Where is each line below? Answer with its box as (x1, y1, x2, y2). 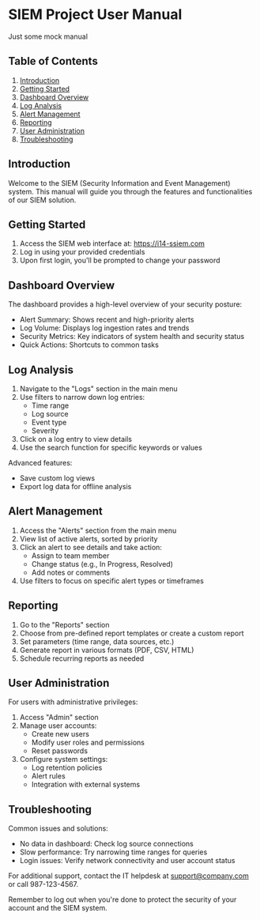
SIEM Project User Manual (8, 6, 183, 24)
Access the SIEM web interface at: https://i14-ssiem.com (19, 239, 205, 248)
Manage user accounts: (19, 721, 97, 730)
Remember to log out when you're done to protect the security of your (8, 895, 237, 904)
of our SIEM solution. (8, 195, 77, 205)
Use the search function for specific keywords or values (19, 443, 203, 452)
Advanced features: (8, 458, 73, 467)
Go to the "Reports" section (19, 620, 110, 629)
